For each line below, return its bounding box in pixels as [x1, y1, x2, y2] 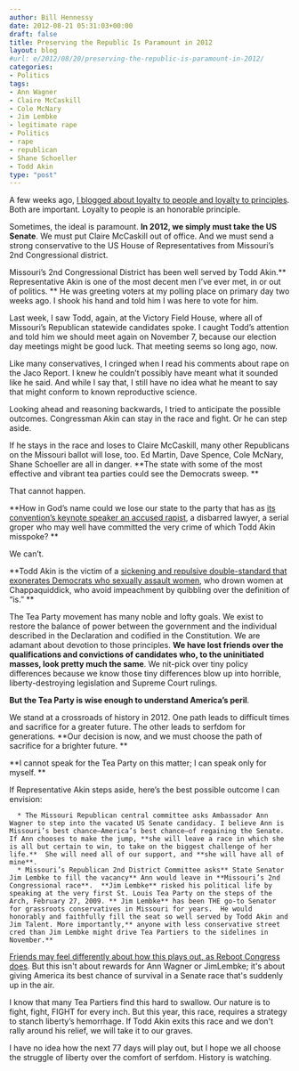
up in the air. [9, 980, 55, 991]
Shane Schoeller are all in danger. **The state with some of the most [9, 459, 263, 470]
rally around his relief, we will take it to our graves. [9, 1026, 193, 1036]
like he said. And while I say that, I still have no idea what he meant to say [9, 377, 279, 388]
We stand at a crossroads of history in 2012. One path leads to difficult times [9, 712, 290, 723]
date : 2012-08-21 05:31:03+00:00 [9, 21, 133, 30]
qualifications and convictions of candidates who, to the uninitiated [9, 649, 264, 660]
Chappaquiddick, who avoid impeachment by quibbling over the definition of [9, 585, 290, 596]
